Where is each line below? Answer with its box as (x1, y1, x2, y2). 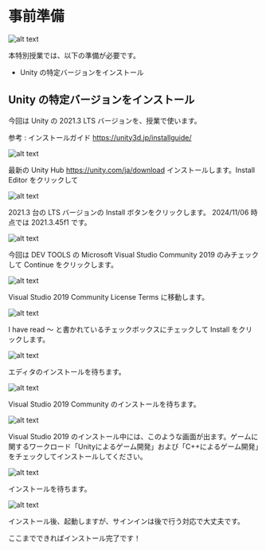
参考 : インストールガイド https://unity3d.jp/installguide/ (8, 132, 192, 142)
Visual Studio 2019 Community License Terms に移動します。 (8, 292, 209, 301)
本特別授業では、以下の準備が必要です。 (8, 50, 141, 60)
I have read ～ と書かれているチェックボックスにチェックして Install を (8, 324, 239, 334)
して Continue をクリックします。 (8, 260, 118, 269)
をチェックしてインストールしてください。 (8, 451, 147, 461)
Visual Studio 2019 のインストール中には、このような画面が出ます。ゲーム (8, 431, 252, 441)
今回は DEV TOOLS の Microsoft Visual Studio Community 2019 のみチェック (8, 249, 259, 259)
